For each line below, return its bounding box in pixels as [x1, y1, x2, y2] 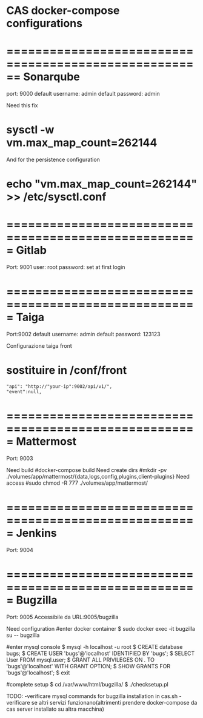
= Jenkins [6, 527, 58, 540]
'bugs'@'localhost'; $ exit [6, 669, 70, 676]
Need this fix [6, 102, 38, 109]
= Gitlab [6, 244, 47, 258]
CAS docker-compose [6, 4, 120, 18]
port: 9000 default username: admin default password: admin [6, 90, 161, 98]
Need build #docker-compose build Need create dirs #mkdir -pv [6, 467, 167, 473]
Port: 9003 [6, 455, 33, 462]
